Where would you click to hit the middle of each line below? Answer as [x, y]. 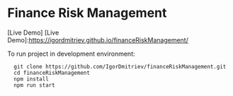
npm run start [34, 85]
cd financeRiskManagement [52, 73]
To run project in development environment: [71, 54]
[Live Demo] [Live [33, 32]
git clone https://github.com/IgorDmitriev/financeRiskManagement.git [120, 66]
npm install [32, 79]
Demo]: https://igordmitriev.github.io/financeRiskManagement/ [98, 40]
